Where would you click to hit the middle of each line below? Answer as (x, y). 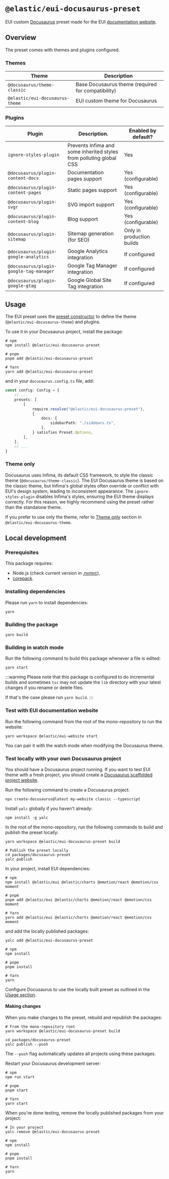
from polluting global (92, 158)
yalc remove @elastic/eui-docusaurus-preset (53, 1132)
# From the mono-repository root (40, 1027)
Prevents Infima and (91, 146)
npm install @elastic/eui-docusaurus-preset (53, 345)
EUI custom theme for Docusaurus (116, 101)
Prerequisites (22, 552)
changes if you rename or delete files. (45, 688)
